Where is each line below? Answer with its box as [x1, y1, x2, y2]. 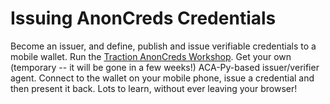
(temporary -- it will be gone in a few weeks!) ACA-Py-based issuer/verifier [10, 61, 320, 73]
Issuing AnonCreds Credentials [10, 7, 277, 30]
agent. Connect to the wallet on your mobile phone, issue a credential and [10, 72, 315, 84]
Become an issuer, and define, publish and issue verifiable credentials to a [10, 40, 317, 52]
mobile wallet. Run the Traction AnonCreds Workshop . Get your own [10, 50, 292, 62]
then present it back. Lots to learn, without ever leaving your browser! [10, 82, 298, 94]
